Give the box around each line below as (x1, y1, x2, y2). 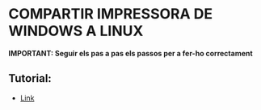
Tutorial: (8, 71, 53, 85)
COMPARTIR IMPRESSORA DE (8, 5, 213, 23)
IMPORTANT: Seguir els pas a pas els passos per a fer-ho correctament (8, 48, 253, 58)
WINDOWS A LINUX (8, 22, 144, 40)
